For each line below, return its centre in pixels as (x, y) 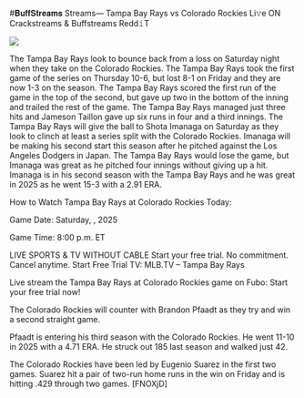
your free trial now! (45, 292)
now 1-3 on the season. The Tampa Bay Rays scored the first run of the (143, 87)
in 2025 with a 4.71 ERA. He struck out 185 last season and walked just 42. (149, 347)
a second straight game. (55, 319)
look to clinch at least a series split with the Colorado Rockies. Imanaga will (150, 136)
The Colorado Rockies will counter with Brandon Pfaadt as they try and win (150, 310)
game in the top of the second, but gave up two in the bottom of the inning (149, 97)
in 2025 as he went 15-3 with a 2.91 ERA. (86, 184)
